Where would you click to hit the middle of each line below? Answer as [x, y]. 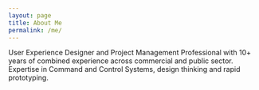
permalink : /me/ [35, 30]
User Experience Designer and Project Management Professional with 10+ [130, 53]
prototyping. [29, 78]
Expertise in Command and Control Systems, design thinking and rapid [124, 69]
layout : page [30, 15]
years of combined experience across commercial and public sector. [121, 61]
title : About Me [35, 23]
